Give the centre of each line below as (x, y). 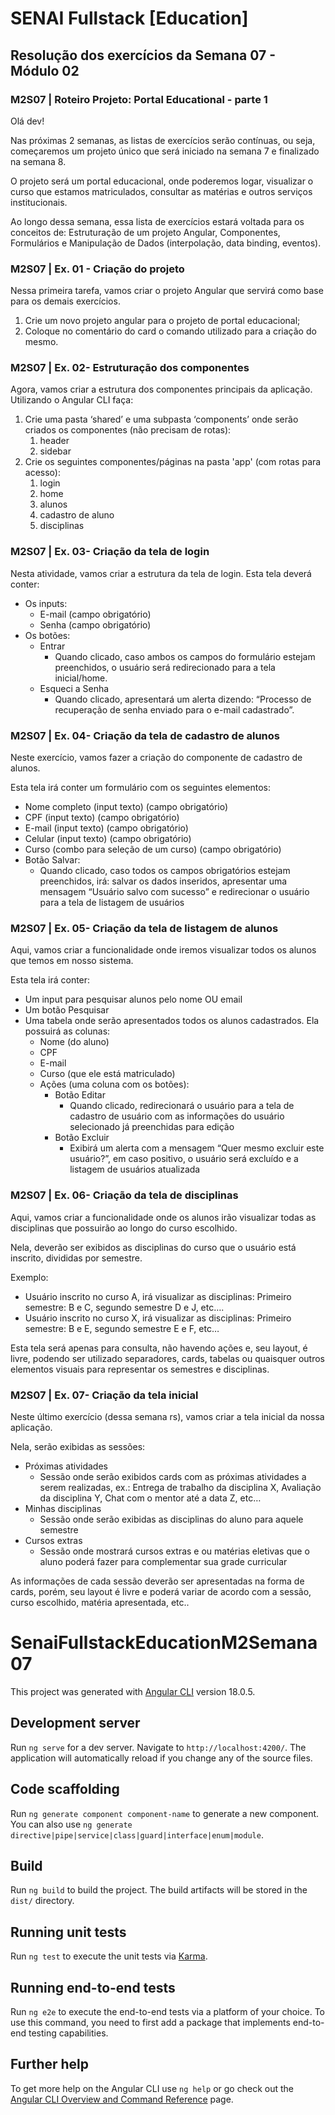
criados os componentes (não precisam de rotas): (128, 430)
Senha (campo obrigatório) (95, 624)
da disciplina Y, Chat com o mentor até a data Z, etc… (150, 1498)
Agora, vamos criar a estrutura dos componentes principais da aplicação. (161, 389)
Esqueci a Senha (74, 688)
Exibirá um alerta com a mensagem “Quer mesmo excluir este (197, 1148)
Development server (75, 1723)
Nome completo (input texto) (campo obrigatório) (126, 807)
